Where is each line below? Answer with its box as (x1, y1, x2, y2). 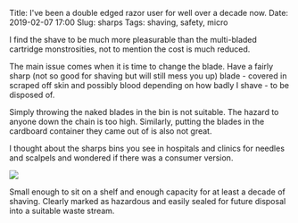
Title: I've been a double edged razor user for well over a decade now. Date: (9, 8, 288, 18)
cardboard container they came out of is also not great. (9, 126, 212, 136)
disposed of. (9, 89, 55, 100)
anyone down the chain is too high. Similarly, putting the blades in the (9, 116, 265, 127)
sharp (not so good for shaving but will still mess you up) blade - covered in (9, 70, 287, 81)
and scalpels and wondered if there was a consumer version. (9, 153, 234, 163)
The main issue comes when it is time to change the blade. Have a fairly (9, 62, 274, 71)
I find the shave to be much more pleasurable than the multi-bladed (9, 35, 257, 45)
